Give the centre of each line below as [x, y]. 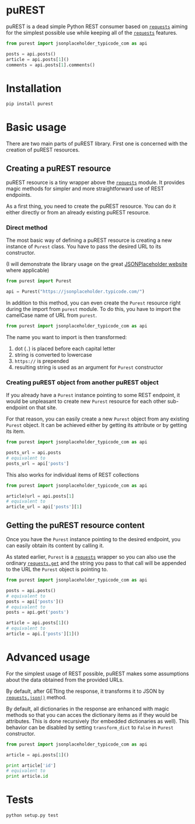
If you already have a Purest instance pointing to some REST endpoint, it [93, 395]
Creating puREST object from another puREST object [82, 382]
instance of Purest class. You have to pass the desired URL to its [84, 247]
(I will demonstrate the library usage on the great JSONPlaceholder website [97, 264]
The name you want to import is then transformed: [67, 337]
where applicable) [28, 271]
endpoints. [19, 195]
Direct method [27, 227]
